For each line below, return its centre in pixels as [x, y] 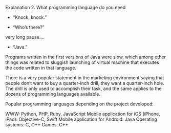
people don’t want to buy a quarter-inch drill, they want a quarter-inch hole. [85, 83]
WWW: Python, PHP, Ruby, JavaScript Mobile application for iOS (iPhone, [83, 114]
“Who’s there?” [28, 27]
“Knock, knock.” [30, 17]
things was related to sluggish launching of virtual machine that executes [82, 62]
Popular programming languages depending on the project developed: [79, 104]
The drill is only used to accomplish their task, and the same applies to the [84, 88]
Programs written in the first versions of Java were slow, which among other [86, 57]
